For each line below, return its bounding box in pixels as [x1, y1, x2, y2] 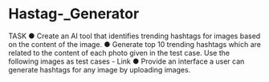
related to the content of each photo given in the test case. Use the [8, 48, 230, 57]
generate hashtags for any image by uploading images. [8, 64, 191, 74]
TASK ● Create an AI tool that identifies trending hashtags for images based [8, 31, 261, 41]
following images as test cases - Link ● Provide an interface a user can [8, 57, 245, 66]
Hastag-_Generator [8, 5, 140, 23]
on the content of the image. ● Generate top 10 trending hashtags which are [8, 39, 262, 49]
